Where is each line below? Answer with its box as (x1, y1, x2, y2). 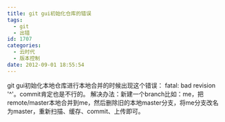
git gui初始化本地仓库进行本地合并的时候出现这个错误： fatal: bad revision (7, 81, 216, 90)
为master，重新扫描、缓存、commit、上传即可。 (7, 107, 144, 115)
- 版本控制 (13, 55, 41, 62)
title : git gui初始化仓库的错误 (7, 10, 92, 17)
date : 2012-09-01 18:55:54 (7, 61, 85, 68)
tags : (7, 17, 23, 23)
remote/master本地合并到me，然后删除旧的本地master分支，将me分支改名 (7, 98, 219, 107)
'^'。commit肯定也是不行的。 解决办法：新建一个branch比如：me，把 (7, 90, 204, 98)
